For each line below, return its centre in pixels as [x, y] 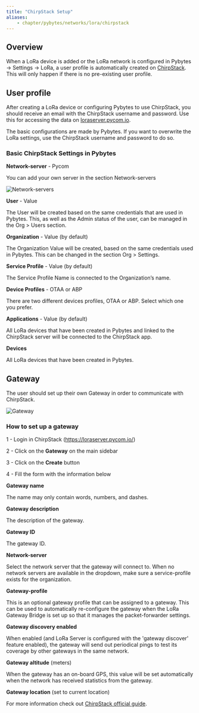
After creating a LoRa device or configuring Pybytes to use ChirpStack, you [99, 107]
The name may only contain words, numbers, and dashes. [77, 497]
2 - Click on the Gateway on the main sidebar [62, 451]
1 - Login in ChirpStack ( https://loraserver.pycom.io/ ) [71, 440]
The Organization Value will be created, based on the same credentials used [100, 248]
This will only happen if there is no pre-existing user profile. [79, 74]
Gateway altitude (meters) [39, 663]
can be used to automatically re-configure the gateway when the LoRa [93, 609]
